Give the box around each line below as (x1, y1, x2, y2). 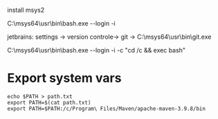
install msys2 (7, 6, 45, 14)
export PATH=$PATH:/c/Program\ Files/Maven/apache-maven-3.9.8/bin (7, 105, 206, 112)
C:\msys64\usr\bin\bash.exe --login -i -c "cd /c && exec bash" (7, 46, 185, 54)
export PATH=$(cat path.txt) (7, 99, 91, 106)
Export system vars (7, 71, 122, 86)
